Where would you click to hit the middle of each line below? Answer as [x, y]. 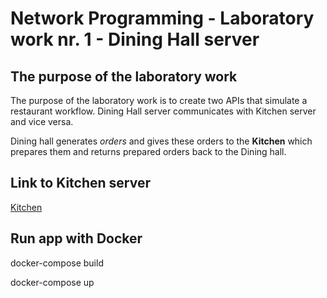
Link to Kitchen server [80, 183]
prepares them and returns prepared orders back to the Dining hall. [148, 151]
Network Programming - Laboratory [162, 18]
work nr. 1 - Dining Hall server [135, 39]
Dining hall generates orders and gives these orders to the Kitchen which [161, 141]
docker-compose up [52, 282]
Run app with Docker [76, 238]
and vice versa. [42, 121]
